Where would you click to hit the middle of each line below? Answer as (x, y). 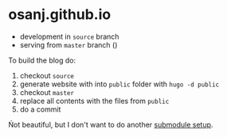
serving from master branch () (68, 44)
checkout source (47, 75)
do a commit (40, 109)
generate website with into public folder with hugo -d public (119, 84)
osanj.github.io (60, 15)
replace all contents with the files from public (94, 101)
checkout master (47, 92)
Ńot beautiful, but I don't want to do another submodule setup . (111, 124)
